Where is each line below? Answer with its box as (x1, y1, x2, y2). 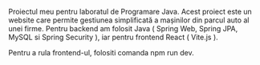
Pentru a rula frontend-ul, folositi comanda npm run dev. (8, 48, 194, 57)
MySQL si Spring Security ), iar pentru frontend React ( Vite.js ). (8, 32, 218, 42)
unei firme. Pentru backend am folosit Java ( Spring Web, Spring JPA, (8, 24, 238, 33)
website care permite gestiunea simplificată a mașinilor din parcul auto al (8, 15, 250, 25)
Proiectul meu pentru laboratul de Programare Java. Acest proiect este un (8, 7, 253, 16)
